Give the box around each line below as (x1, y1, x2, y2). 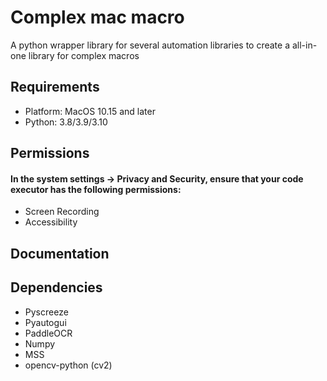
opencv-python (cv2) (24, 359, 113, 371)
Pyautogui (24, 316, 67, 328)
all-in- (291, 39, 318, 51)
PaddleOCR (24, 327, 73, 339)
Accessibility (24, 216, 78, 228)
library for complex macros (28, 49, 140, 61)
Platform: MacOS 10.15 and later (24, 105, 156, 117)
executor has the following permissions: (10, 183, 182, 195)
